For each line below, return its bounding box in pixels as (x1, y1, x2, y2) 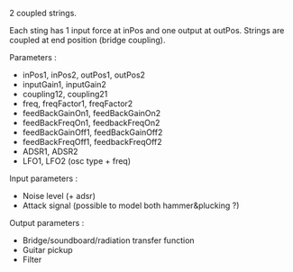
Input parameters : (9, 173, 78, 184)
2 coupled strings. (9, 8, 77, 18)
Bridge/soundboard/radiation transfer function (22, 235, 196, 246)
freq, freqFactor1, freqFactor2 (22, 98, 133, 109)
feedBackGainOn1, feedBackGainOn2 (22, 108, 161, 118)
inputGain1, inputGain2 (22, 79, 106, 89)
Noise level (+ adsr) (22, 191, 96, 201)
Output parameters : (9, 218, 85, 228)
